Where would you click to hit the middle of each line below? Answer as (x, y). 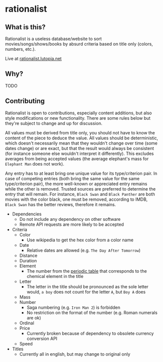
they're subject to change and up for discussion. (54, 123)
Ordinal (27, 323)
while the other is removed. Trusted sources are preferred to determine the (81, 189)
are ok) (34, 318)
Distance (28, 256)
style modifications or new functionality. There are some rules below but (78, 118)
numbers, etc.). (20, 49)
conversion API (42, 339)
